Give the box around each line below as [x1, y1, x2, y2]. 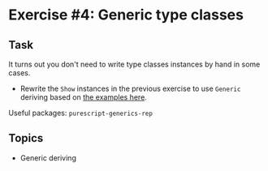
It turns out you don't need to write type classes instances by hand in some [8, 59, 261, 69]
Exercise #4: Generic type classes [8, 6, 244, 24]
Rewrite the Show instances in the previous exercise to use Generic [19, 83, 241, 93]
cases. [8, 68, 31, 78]
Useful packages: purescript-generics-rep [8, 108, 153, 118]
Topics [8, 131, 44, 145]
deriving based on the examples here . [19, 92, 148, 102]
